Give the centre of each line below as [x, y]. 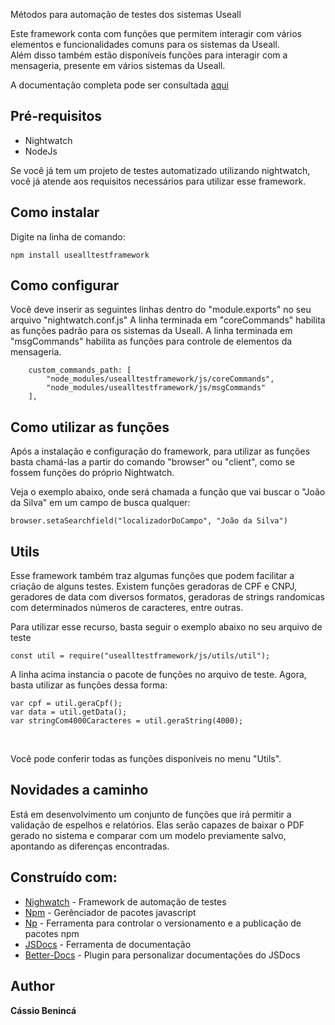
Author [32, 986]
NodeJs [41, 151]
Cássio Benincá [43, 1010]
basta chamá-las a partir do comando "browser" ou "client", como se [152, 462]
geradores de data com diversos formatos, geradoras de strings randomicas [167, 597]
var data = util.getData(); [69, 712]
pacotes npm [52, 933]
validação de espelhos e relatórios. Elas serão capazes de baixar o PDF [157, 825]
